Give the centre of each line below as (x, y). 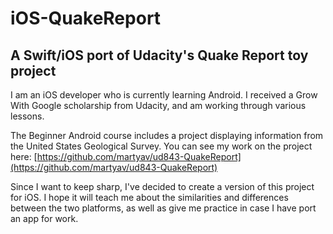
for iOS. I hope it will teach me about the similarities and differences (149, 197)
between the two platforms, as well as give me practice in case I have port (163, 208)
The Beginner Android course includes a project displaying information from (167, 135)
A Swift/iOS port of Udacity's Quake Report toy (159, 55)
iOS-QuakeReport (86, 18)
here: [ (24, 156)
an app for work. (44, 218)
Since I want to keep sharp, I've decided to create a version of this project (162, 186)
